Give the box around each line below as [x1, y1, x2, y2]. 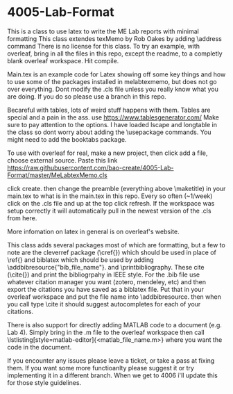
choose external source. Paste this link [7, 156, 118, 164]
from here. [7, 213, 37, 222]
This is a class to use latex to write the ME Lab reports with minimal [7, 27, 199, 35]
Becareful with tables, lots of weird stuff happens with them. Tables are [7, 106, 211, 114]
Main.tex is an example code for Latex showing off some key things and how [7, 70, 226, 79]
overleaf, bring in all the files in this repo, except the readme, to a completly [7, 49, 223, 58]
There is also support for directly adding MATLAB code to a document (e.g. [7, 320, 222, 329]
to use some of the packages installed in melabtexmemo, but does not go [7, 77, 217, 85]
